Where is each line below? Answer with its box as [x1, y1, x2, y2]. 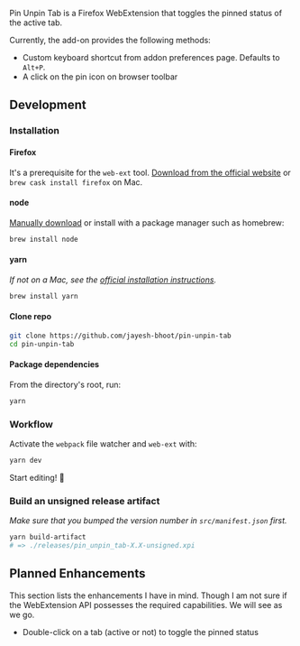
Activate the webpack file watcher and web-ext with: [9, 438, 197, 449]
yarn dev [9, 456, 42, 465]
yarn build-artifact [9, 532, 87, 542]
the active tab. [9, 17, 63, 28]
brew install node [9, 235, 78, 244]
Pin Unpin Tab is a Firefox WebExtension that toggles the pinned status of [9, 8, 282, 18]
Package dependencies [9, 359, 100, 370]
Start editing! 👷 [9, 472, 65, 483]
